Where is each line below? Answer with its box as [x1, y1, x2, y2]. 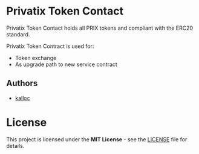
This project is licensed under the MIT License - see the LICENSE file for [6, 135, 188, 143]
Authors [6, 78, 38, 89]
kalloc [15, 94, 30, 101]
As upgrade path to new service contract [15, 61, 118, 68]
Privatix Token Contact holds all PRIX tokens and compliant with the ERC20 [6, 24, 194, 32]
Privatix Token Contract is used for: [6, 42, 94, 50]
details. [6, 142, 25, 149]
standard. [6, 30, 30, 38]
